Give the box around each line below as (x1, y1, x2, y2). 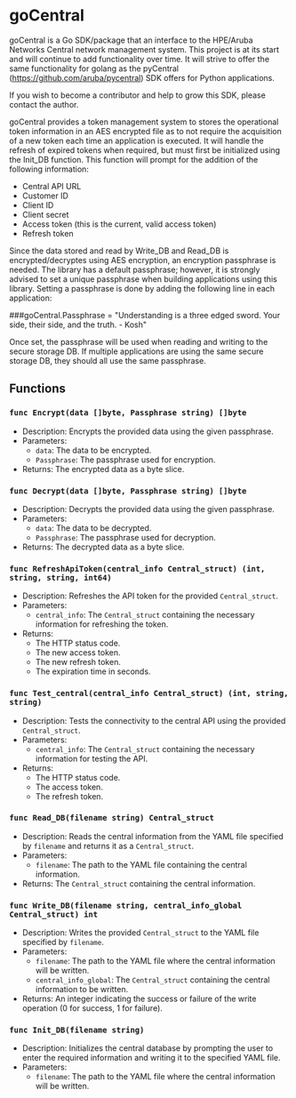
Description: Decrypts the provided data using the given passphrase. (21, 503, 276, 514)
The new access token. (35, 647, 121, 658)
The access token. (35, 781, 104, 792)
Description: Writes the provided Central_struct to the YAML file (21, 927, 260, 938)
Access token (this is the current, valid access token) (21, 219, 217, 229)
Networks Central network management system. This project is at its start (9, 44, 280, 54)
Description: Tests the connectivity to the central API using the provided (21, 715, 286, 725)
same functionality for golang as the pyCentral (9, 63, 180, 74)
